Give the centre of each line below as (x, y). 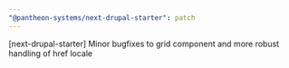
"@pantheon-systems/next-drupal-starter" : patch (102, 18)
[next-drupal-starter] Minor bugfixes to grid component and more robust (144, 44)
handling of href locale (51, 53)
